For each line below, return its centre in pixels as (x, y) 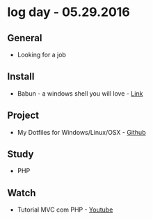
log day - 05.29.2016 (69, 12)
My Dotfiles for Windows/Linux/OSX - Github (81, 132)
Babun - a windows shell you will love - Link (80, 93)
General (25, 38)
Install (21, 76)
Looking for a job (41, 54)
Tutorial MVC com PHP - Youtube (65, 210)
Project (23, 116)
